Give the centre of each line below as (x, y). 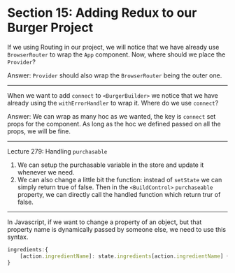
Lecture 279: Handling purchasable (57, 151)
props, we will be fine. (39, 131)
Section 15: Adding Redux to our (102, 13)
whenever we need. (46, 172)
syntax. (18, 237)
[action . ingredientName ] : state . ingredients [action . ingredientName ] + (125, 256)
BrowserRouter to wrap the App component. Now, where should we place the (116, 54)
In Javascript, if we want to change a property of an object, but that (105, 222)
